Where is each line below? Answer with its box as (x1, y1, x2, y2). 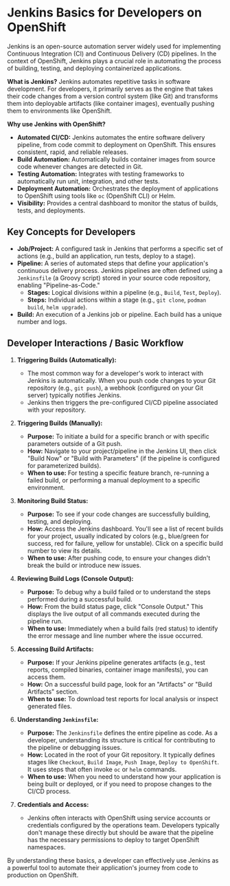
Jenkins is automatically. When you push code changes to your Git (27, 376, 216, 384)
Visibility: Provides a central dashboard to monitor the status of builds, (16, 199, 218, 207)
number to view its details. (27, 546, 102, 555)
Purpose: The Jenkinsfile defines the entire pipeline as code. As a (27, 729, 218, 737)
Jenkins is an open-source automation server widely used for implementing (7, 42, 221, 50)
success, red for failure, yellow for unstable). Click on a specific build (27, 539, 223, 547)
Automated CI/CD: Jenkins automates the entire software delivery (16, 133, 205, 142)
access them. (27, 672, 66, 681)
